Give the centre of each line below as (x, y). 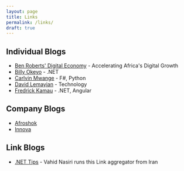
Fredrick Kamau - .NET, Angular (53, 91)
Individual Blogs (36, 51)
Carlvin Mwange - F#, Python (50, 78)
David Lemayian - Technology (51, 84)
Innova (23, 129)
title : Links (22, 17)
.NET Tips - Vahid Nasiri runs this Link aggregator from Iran (86, 162)
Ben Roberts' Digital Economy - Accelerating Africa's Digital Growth (96, 66)
